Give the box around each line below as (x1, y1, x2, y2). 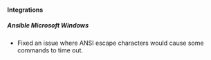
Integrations (7, 6, 44, 14)
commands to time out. (17, 46, 84, 54)
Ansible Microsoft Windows (7, 21, 89, 30)
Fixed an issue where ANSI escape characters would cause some (17, 39, 204, 47)
